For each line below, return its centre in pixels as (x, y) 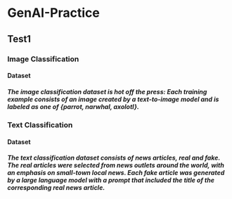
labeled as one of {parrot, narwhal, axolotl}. (73, 106)
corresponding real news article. (56, 188)
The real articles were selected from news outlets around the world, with (116, 165)
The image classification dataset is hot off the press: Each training (107, 91)
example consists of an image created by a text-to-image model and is (113, 99)
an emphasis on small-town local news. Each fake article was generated (116, 173)
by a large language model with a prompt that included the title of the (111, 180)
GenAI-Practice (53, 13)
